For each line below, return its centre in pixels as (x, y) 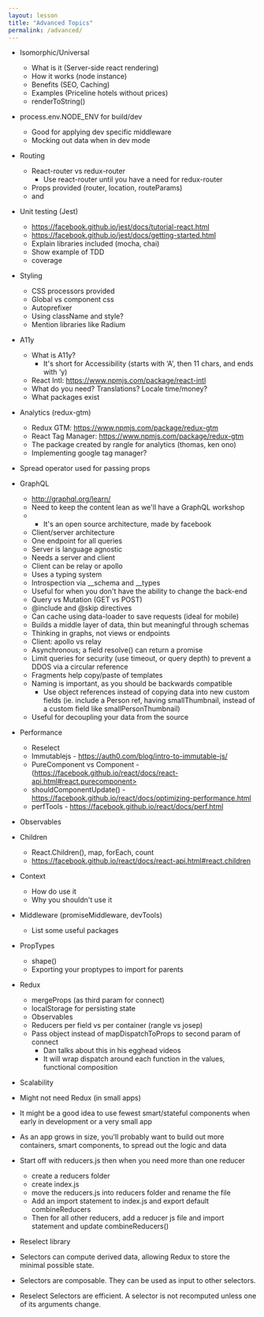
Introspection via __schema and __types (96, 583)
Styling (31, 276)
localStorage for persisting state (84, 1009)
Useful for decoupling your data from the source (110, 717)
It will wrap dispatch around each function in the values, (134, 1059)
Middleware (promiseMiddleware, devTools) (91, 915)
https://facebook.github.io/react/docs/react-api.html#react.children (141, 861)
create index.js (55, 1184)
